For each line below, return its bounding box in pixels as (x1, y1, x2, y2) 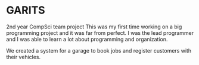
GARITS (6, 4, 46, 17)
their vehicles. (6, 53, 41, 60)
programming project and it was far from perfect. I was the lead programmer (6, 29, 194, 36)
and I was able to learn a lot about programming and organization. (6, 35, 168, 43)
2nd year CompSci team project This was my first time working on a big (6, 23, 182, 30)
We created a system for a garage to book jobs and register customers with (6, 47, 192, 54)
